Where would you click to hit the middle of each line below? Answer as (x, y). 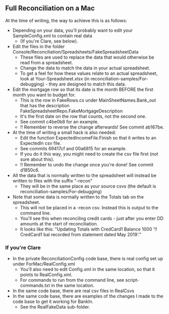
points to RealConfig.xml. (46, 275)
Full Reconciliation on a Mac (50, 8)
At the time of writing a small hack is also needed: (64, 132)
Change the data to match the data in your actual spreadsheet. (85, 68)
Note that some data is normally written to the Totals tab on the (78, 197)
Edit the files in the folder (39, 46)
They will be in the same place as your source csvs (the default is (88, 186)
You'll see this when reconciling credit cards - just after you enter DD (92, 218)
